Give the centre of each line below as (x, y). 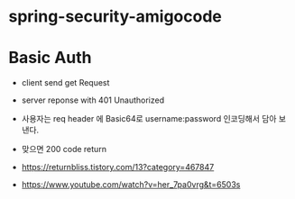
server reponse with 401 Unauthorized (93, 100)
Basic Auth (50, 58)
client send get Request (65, 83)
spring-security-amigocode (115, 17)
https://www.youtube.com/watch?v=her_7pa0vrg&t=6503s (131, 185)
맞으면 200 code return (64, 149)
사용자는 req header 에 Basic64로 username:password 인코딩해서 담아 (149, 119)
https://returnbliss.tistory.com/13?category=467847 (118, 167)
